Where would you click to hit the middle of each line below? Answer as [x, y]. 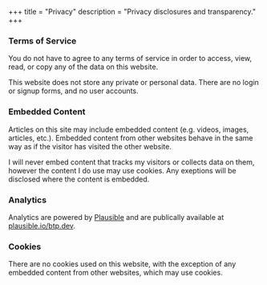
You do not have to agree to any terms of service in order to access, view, [130, 59]
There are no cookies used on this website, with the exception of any [122, 264]
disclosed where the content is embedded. [79, 179]
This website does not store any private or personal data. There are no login [133, 83]
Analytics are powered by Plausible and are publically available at [116, 217]
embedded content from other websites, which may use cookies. [115, 273]
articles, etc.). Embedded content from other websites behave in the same [131, 138]
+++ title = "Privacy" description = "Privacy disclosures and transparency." [132, 12]
